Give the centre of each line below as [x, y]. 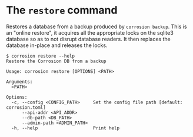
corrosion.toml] [26, 107]
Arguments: [19, 82]
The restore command [62, 10]
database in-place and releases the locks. [57, 45]
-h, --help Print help [65, 128]
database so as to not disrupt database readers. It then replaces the [88, 39]
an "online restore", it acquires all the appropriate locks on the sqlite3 [90, 32]
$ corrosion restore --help [41, 56]
